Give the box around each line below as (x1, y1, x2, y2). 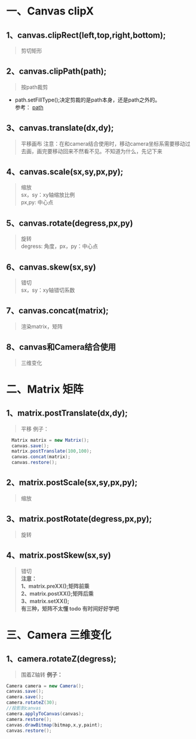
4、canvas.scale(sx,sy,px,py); (6, 167, 124, 177)
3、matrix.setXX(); (20, 597, 70, 605)
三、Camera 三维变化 (6, 628, 112, 642)
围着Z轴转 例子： (20, 671, 63, 678)
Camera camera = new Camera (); (6, 683, 84, 689)
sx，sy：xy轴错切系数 (20, 286, 75, 294)
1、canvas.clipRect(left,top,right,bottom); (6, 30, 166, 40)
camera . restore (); (6, 716, 52, 722)
